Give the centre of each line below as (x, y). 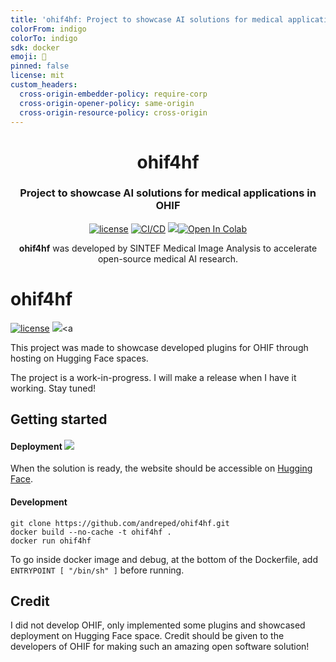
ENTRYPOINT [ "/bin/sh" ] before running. (97, 570)
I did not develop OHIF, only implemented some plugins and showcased (158, 625)
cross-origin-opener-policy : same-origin (107, 103)
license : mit (37, 76)
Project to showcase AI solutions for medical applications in (168, 193)
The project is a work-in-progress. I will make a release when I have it (153, 377)
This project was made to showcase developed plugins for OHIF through (159, 347)
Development (39, 502)
